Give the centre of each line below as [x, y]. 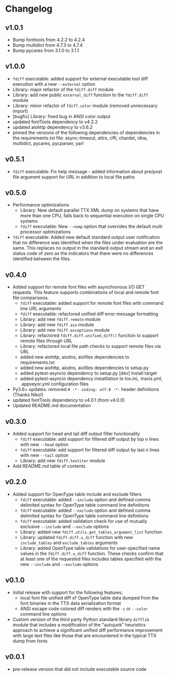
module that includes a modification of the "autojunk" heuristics [79, 625]
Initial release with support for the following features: [68, 592]
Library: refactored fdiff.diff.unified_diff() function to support [89, 336]
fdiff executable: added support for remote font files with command [92, 303]
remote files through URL [46, 341]
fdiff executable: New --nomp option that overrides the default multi [91, 227]
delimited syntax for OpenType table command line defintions [84, 516]
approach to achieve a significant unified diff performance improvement [88, 630]
